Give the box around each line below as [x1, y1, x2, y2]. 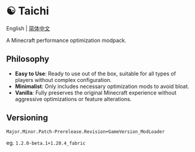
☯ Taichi [6, 4, 49, 18]
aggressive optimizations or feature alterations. [14, 95, 132, 102]
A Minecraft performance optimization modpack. [6, 37, 127, 44]
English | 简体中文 [6, 25, 50, 32]
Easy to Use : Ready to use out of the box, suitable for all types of [14, 70, 176, 77]
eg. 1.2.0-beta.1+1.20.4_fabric [6, 139, 86, 146]
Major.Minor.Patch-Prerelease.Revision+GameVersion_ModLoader [6, 129, 165, 135]
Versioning [6, 113, 48, 123]
